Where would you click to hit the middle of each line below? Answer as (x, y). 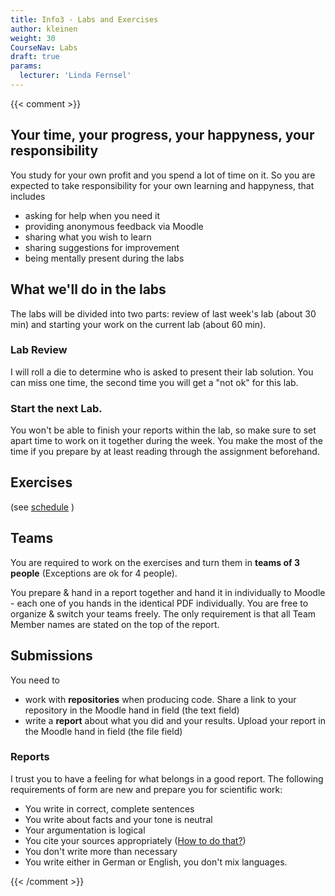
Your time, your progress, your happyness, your (162, 135)
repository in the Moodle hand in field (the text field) (132, 710)
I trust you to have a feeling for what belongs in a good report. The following (167, 778)
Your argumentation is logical (85, 830)
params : (26, 66)
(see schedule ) (42, 507)
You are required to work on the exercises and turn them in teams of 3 (155, 562)
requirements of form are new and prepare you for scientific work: (146, 789)
